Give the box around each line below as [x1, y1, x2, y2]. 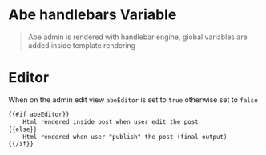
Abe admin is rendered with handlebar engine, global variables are [27, 32, 248, 42]
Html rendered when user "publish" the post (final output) [22, 133, 228, 141]
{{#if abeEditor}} [8, 110, 70, 118]
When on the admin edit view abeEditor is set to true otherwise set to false [8, 94, 258, 105]
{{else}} [8, 125, 38, 133]
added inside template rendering [27, 40, 136, 50]
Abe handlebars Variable [8, 6, 177, 24]
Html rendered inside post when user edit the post [22, 117, 199, 125]
